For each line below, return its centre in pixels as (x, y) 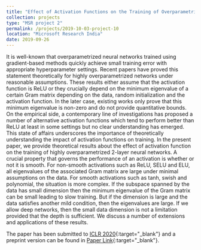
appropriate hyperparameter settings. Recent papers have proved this (92, 69)
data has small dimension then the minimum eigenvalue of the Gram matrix (98, 190)
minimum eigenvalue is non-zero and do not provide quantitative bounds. (97, 108)
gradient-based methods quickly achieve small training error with (87, 63)
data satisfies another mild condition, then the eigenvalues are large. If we (97, 203)
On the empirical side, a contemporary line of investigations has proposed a (100, 114)
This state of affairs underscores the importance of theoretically (85, 133)
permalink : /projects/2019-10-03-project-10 (63, 28)
